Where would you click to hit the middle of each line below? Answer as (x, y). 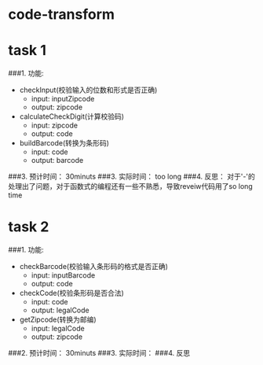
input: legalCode (58, 329)
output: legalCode (60, 310)
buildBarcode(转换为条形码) (64, 143)
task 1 (27, 51)
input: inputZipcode (63, 99)
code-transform (62, 15)
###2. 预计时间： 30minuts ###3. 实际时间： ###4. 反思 (99, 353)
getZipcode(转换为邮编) (58, 319)
